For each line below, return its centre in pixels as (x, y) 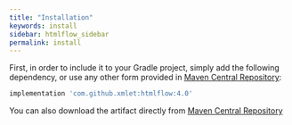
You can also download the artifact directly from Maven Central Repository (146, 111)
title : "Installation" (51, 17)
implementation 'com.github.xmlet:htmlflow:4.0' (101, 94)
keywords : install (43, 26)
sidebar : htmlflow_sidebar (59, 34)
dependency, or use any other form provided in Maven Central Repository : (146, 78)
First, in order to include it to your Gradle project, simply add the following (145, 68)
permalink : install (45, 42)
